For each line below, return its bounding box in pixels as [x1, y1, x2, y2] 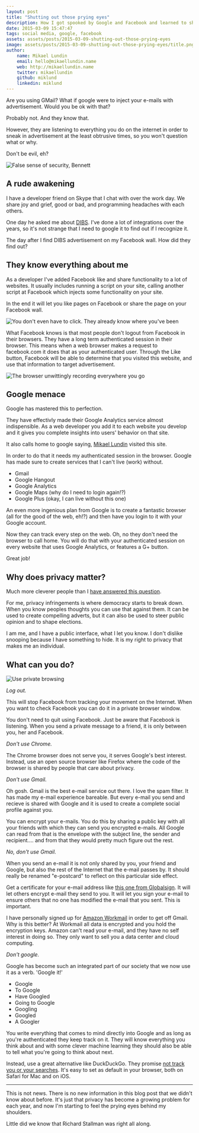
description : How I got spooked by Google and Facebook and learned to [6, 20, 187, 26]
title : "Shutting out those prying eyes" [6, 14, 110, 20]
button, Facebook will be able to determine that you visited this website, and [6, 354, 192, 361]
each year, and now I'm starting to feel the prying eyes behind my [6, 1102, 166, 1110]
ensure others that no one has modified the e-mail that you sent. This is [6, 897, 181, 904]
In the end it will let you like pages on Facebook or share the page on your [6, 300, 187, 307]
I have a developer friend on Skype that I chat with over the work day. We [6, 194, 185, 202]
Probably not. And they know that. [6, 115, 89, 122]
